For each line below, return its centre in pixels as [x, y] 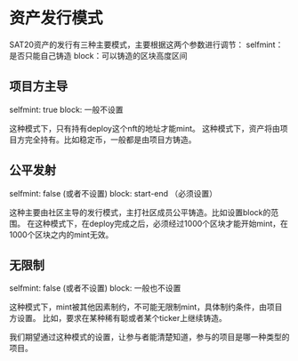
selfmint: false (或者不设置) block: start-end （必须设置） [113, 193]
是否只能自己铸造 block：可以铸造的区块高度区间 [98, 55]
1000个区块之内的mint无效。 [61, 234]
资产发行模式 [56, 18]
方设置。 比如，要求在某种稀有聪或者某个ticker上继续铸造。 [118, 318]
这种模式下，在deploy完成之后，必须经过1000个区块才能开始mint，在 [161, 223]
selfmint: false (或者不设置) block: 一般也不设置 [95, 288]
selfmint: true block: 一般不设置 [66, 109]
